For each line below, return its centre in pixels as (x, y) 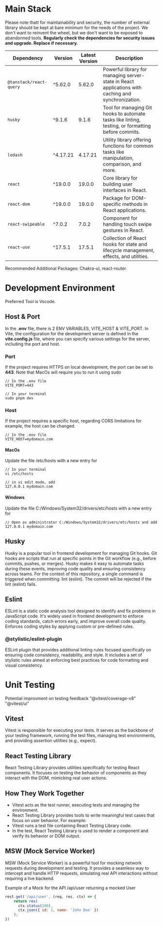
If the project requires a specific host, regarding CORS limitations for (73, 421)
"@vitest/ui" (17, 703)
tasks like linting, (122, 120)
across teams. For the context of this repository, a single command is (74, 574)
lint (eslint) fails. (21, 584)
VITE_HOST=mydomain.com (29, 439)
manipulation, (118, 158)
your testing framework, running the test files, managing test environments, (80, 736)
